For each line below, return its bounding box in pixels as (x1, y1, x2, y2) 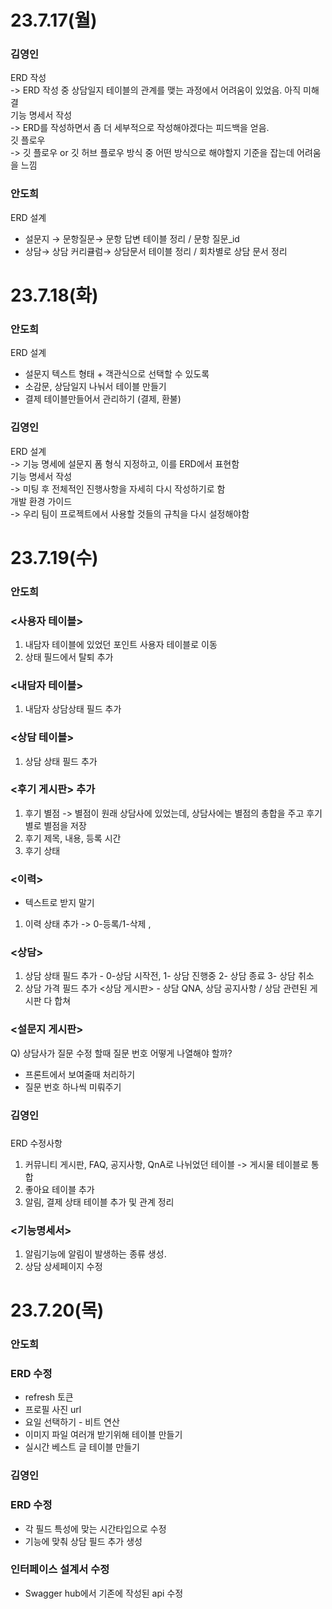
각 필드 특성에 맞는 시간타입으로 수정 (24, 1522, 167, 1535)
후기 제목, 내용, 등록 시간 (24, 832, 122, 844)
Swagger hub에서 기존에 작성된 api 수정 (24, 1587, 184, 1599)
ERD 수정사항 (10, 1137, 63, 1149)
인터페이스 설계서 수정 (10, 1562, 110, 1576)
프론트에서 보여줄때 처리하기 (24, 1068, 136, 1080)
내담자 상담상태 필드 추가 (24, 703, 122, 715)
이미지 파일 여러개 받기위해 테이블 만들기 (24, 1429, 183, 1441)
